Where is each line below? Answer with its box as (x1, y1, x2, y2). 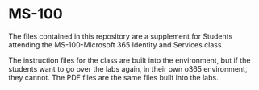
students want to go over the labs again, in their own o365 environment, (8, 63, 248, 73)
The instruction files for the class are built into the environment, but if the (8, 55, 252, 65)
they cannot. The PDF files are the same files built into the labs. (8, 72, 219, 82)
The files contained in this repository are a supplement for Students (8, 31, 233, 41)
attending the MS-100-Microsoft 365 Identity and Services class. (8, 39, 224, 49)
